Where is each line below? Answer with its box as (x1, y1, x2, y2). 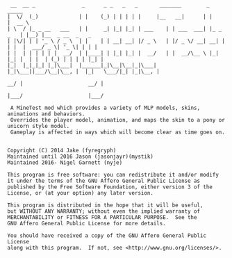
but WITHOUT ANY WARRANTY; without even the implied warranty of (7, 208, 200, 215)
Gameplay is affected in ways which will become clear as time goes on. (10, 129, 226, 136)
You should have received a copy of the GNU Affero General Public (7, 232, 207, 239)
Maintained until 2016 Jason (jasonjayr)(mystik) (7, 153, 154, 160)
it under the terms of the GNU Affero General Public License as (7, 177, 200, 184)
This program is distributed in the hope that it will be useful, (7, 202, 204, 209)
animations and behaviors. (7, 111, 85, 118)
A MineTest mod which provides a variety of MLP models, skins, (10, 104, 200, 111)
